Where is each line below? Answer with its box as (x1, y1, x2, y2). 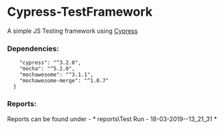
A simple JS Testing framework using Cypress (7, 27, 138, 35)
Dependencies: (7, 44, 60, 53)
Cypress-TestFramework (7, 4, 153, 20)
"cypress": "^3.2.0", (19, 60, 81, 66)
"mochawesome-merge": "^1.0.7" (19, 77, 109, 84)
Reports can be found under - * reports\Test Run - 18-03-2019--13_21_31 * (7, 114, 218, 123)
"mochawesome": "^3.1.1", (19, 71, 94, 79)
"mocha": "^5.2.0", (19, 66, 76, 73)
